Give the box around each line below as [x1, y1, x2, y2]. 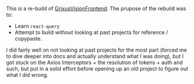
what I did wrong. [6, 72, 49, 78]
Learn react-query [14, 23, 60, 29]
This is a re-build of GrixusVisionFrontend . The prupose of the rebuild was [6, 5, 186, 12]
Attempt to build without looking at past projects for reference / [14, 29, 168, 36]
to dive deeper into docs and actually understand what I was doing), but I [6, 53, 184, 59]
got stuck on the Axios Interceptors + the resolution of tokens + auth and [6, 59, 183, 66]
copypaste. [14, 35, 42, 42]
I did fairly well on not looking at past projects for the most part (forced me [6, 46, 188, 53]
